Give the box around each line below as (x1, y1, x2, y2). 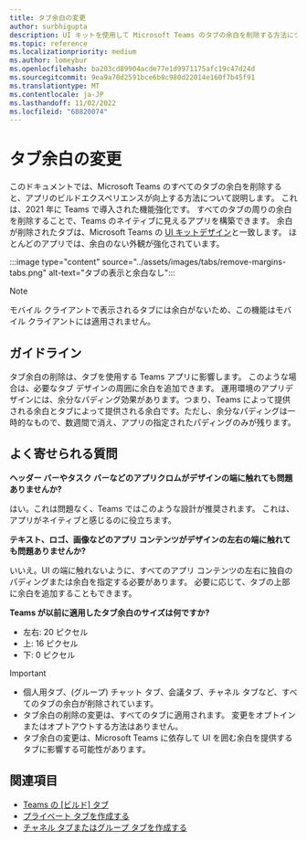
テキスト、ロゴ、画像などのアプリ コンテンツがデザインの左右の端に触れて (9, 534, 291, 545)
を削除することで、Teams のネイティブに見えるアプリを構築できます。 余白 (9, 216, 293, 227)
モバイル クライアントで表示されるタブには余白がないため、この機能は (9, 304, 276, 315)
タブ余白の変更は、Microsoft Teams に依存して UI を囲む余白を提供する (22, 732, 293, 743)
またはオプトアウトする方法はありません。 (22, 720, 184, 731)
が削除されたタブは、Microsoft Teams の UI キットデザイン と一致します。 (9, 227, 287, 238)
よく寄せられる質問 (9, 446, 118, 462)
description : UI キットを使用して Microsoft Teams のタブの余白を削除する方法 (9, 30, 288, 39)
